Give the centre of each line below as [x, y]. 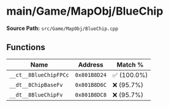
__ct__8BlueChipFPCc [39, 75]
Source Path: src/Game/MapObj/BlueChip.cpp [62, 28]
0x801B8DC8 [91, 95]
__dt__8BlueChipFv [36, 95]
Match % [130, 64]
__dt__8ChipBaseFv [36, 85]
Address [91, 64]
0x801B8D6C [91, 85]
